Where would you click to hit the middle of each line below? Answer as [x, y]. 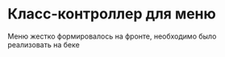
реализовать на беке [44, 44]
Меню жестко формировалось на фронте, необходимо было [112, 36]
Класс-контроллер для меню [112, 14]
